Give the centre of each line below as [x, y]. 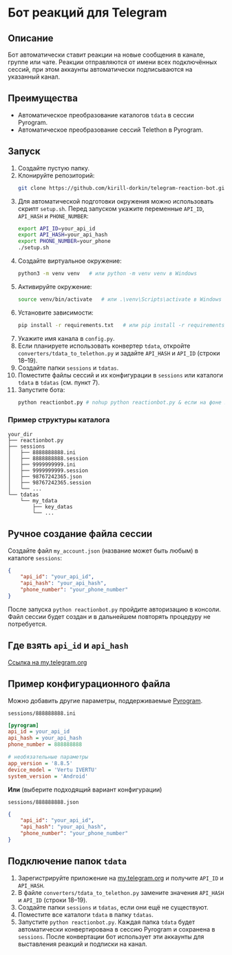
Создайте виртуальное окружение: [70, 261]
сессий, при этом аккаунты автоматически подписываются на [100, 69]
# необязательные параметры [48, 757]
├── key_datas [53, 506]
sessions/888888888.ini [42, 713]
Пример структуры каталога [59, 420]
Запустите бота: [41, 390]
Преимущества [43, 98]
